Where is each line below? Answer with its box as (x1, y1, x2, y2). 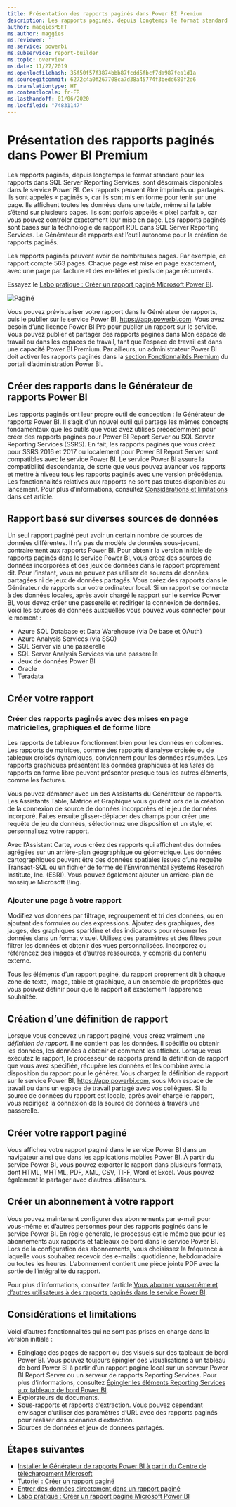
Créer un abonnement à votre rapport (7, 1196, 174, 1208)
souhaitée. (7, 992, 38, 1001)
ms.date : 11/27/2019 (7, 63, 68, 70)
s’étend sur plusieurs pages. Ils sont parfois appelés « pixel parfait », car (7, 208, 218, 216)
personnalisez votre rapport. (7, 827, 90, 835)
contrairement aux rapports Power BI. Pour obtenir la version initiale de (7, 546, 213, 555)
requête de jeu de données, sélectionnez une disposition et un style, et (7, 820, 213, 828)
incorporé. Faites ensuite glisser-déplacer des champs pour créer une (7, 812, 210, 820)
